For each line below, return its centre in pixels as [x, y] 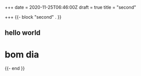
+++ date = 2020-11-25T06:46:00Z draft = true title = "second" [70, 7]
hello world [23, 33]
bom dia [22, 54]
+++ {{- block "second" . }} [33, 17]
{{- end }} [15, 68]
